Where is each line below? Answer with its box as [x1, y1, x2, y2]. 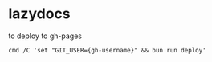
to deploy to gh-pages [8, 31, 83, 41]
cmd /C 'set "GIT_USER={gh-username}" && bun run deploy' [8, 46, 206, 54]
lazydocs [8, 5, 71, 23]
